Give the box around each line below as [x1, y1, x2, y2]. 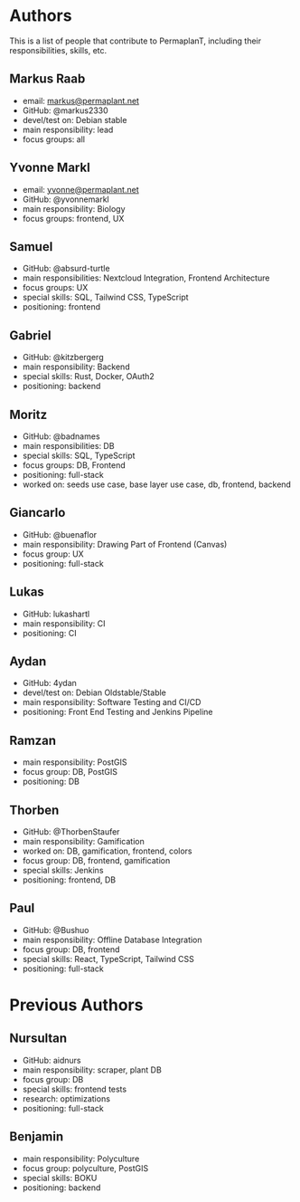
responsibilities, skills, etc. [9, 44, 108, 55]
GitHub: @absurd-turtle [22, 263, 110, 274]
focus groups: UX [22, 282, 89, 293]
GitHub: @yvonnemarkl [22, 194, 110, 205]
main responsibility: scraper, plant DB [22, 1064, 163, 1075]
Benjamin [9, 1129, 64, 1145]
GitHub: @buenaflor [22, 529, 98, 539]
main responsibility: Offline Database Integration [22, 934, 202, 945]
